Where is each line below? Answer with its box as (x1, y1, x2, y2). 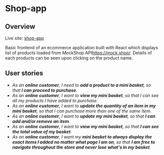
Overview (5, 22, 36, 31)
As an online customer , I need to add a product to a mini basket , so (12, 82, 151, 88)
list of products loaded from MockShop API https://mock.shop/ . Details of (5, 50, 152, 56)
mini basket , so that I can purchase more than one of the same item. (12, 108, 152, 114)
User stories (5, 69, 43, 77)
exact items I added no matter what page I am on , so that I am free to (12, 139, 155, 145)
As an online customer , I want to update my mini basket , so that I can (12, 113, 156, 119)
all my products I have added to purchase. (12, 97, 98, 103)
